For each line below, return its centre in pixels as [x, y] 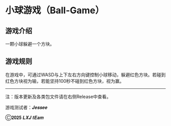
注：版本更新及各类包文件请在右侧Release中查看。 [58, 97]
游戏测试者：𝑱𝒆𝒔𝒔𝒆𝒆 [26, 107]
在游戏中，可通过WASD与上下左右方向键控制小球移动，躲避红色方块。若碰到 [85, 75]
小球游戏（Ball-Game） [55, 10]
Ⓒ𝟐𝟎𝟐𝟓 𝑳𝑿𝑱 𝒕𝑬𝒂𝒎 [25, 117]
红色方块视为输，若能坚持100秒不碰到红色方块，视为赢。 [65, 81]
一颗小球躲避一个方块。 [30, 44]
